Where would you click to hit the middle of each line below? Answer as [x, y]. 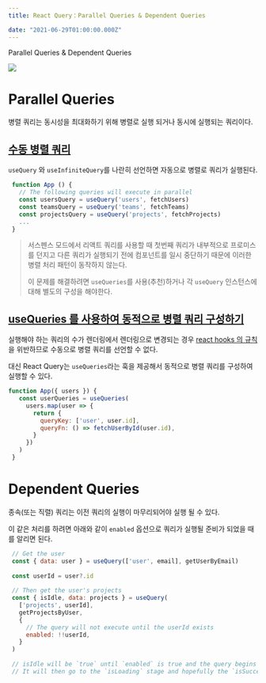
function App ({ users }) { [53, 391]
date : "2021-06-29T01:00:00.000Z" [65, 30]
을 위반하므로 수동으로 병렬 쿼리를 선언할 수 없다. [83, 350]
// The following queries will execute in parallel [106, 192]
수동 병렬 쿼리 [40, 149]
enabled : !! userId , [58, 635]
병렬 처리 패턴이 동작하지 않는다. [77, 265]
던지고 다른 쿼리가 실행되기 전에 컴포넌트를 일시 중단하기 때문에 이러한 [144, 255]
